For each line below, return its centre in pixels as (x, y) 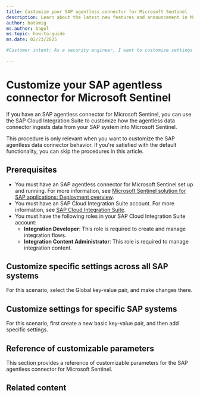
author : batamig (26, 23)
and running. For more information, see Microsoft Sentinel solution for (100, 190)
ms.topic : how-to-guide (36, 34)
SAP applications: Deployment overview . (64, 197)
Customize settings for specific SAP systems (92, 309)
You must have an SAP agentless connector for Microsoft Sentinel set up (104, 184)
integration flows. (45, 235)
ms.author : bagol (28, 28)
